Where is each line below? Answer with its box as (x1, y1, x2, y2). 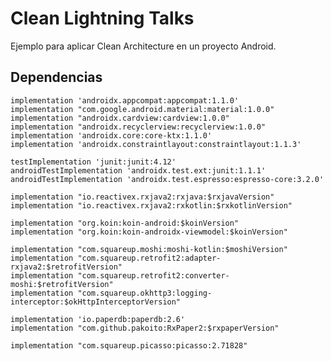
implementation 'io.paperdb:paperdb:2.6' (10, 314, 186, 324)
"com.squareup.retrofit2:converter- (77, 270, 230, 281)
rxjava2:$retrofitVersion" (10, 262, 123, 272)
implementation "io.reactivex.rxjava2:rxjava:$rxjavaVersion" (10, 192, 275, 202)
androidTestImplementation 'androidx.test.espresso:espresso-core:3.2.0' (10, 174, 325, 184)
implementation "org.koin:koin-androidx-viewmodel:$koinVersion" (10, 227, 288, 237)
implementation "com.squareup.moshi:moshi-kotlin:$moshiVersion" (10, 244, 288, 254)
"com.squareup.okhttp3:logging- (77, 288, 213, 298)
